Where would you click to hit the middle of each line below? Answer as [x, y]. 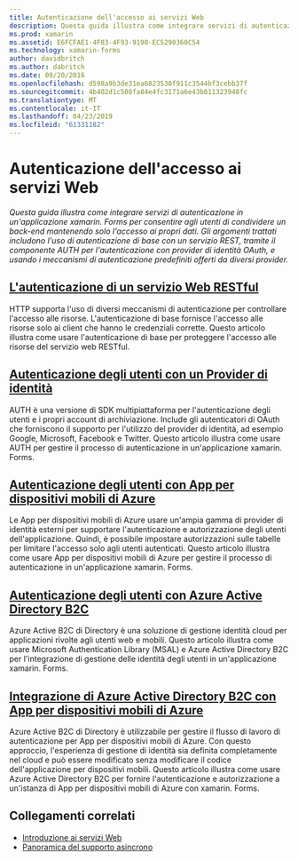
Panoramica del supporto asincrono [87, 847]
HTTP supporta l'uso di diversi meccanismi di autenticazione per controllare [148, 308]
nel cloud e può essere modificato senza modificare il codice [121, 760]
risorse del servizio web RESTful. [70, 347]
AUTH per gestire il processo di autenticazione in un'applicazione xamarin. [145, 447]
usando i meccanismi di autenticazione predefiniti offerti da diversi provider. [149, 259]
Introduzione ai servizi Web [72, 837]
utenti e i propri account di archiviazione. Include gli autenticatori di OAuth [145, 419]
